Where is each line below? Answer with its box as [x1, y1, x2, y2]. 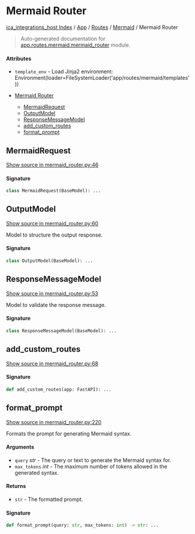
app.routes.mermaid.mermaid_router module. [20, 41, 131, 48]
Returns [6, 483, 26, 490]
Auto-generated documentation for [20, 35, 106, 42]
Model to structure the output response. [6, 231, 103, 238]
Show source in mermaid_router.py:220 [6, 418, 102, 425]
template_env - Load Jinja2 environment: [14, 68, 113, 75]
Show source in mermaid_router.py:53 [6, 290, 99, 297]
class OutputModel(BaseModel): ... [6, 258, 93, 264]
